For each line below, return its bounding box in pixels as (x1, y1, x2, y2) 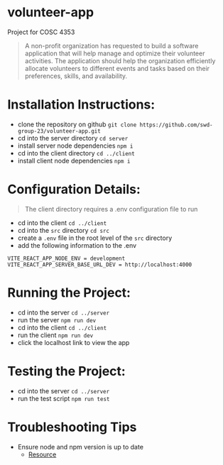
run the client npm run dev (17, 331, 94, 339)
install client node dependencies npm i (17, 156, 131, 165)
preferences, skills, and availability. (24, 72, 128, 80)
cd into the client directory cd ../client (17, 148, 135, 157)
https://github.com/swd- (139, 121, 213, 128)
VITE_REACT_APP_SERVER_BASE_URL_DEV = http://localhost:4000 (7, 261, 192, 268)
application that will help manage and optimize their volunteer (24, 49, 205, 58)
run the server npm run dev (17, 315, 97, 324)
